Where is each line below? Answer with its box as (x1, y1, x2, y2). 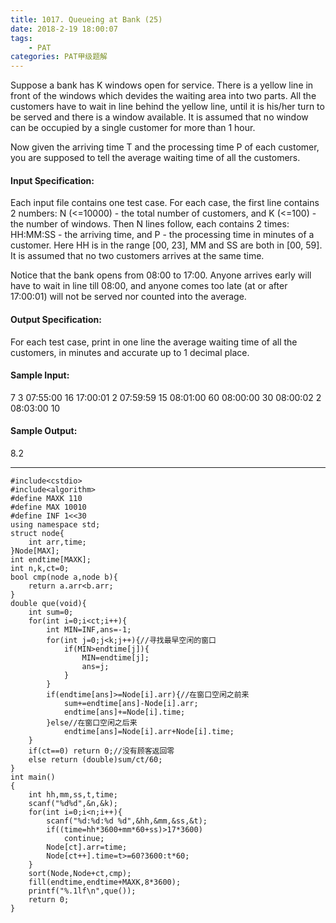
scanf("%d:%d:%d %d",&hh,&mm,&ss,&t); (46, 816, 208, 826)
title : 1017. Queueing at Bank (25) (10, 14, 163, 25)
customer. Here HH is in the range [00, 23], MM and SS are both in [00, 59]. (10, 239, 323, 251)
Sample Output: (10, 425, 78, 437)
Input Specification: (10, 174, 95, 186)
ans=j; (81, 661, 110, 671)
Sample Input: (10, 369, 70, 381)
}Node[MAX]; (10, 546, 60, 556)
